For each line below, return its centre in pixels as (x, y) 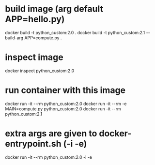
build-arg (14, 38)
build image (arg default (54, 9)
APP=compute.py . (43, 38)
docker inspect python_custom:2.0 (40, 71)
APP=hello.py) (35, 19)
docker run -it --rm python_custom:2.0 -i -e (48, 157)
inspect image (34, 57)
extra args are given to (51, 134)
